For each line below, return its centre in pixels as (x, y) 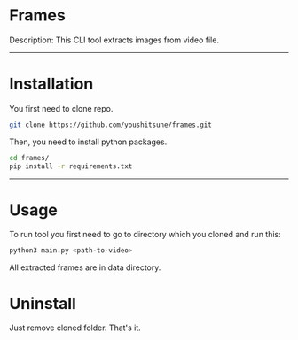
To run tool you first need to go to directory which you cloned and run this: (145, 235)
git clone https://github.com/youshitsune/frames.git (111, 125)
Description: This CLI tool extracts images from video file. (114, 40)
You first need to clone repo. (61, 108)
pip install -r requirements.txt (71, 166)
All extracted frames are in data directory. (85, 267)
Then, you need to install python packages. (88, 142)
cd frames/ (29, 158)
